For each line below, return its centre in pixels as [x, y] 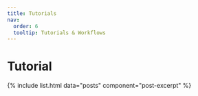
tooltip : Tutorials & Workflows [60, 33]
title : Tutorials [32, 13]
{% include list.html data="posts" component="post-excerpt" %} [99, 86]
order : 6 [26, 26]
